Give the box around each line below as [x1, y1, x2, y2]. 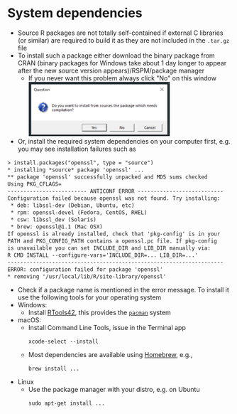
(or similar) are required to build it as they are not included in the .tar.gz [17, 36, 230, 44]
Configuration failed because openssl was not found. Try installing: [7, 194, 221, 202]
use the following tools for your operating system [17, 293, 162, 302]
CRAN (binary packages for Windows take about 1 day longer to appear [17, 58, 227, 67]
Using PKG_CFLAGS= [7, 180, 62, 188]
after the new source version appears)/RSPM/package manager [17, 66, 204, 75]
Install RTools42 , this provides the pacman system [28, 308, 172, 317]
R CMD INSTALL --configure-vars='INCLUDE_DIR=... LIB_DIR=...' [7, 251, 199, 259]
